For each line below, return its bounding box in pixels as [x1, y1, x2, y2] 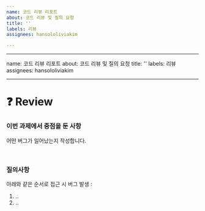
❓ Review [6, 95, 53, 109]
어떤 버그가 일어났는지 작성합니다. [6, 137, 87, 144]
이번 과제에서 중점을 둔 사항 [6, 122, 82, 131]
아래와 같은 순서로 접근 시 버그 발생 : [6, 180, 93, 187]
